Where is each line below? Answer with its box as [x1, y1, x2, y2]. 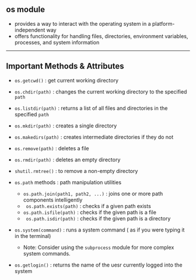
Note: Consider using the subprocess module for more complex [23, 244, 174, 251]
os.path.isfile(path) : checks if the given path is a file [23, 209, 156, 216]
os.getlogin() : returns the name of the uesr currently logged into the [14, 261, 183, 268]
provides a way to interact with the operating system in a [14, 20, 151, 27]
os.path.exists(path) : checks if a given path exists [26, 202, 152, 209]
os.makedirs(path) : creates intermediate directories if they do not [14, 133, 174, 140]
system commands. [23, 250, 71, 257]
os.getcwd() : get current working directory [14, 77, 118, 84]
